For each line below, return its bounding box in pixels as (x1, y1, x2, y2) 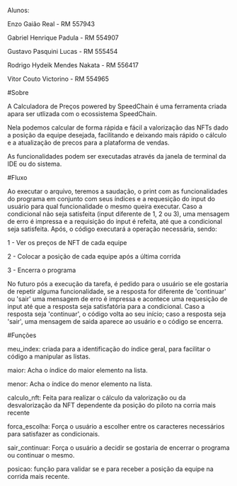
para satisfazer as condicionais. (7, 430, 100, 438)
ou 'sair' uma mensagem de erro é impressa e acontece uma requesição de (7, 295, 228, 303)
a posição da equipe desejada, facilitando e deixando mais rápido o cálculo (7, 131, 227, 139)
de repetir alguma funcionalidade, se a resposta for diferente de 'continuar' (7, 287, 226, 295)
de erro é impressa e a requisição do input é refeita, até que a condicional (7, 217, 223, 225)
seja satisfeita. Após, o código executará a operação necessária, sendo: (7, 225, 218, 233)
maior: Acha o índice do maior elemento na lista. (7, 366, 148, 374)
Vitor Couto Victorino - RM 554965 (7, 74, 110, 83)
